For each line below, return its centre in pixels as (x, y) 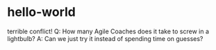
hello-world (42, 12)
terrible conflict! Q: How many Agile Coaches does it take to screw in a (108, 31)
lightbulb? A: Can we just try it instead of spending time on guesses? (105, 38)
